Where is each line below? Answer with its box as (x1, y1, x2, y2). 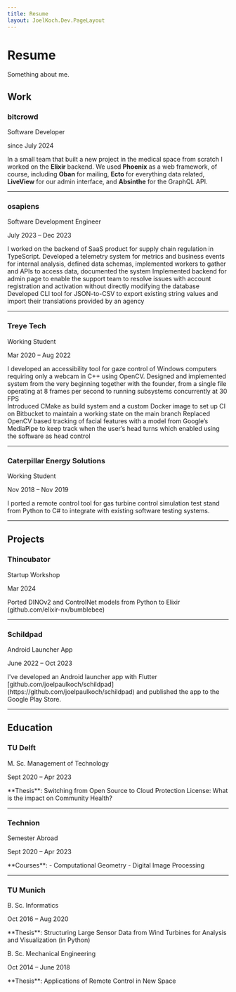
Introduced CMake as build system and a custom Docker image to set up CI (7, 401, 226, 410)
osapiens (7, 202, 40, 212)
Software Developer (7, 128, 65, 136)
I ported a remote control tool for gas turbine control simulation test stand (7, 499, 220, 508)
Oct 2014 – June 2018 (7, 963, 70, 972)
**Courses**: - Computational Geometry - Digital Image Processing (7, 861, 205, 869)
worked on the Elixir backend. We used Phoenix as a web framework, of (7, 162, 218, 171)
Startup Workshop (7, 570, 60, 579)
